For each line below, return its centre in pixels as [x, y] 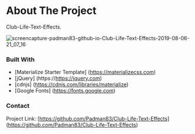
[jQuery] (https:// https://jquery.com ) [58, 78]
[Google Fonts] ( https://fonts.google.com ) [65, 91]
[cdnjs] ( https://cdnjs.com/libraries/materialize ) [71, 84]
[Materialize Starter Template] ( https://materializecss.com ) [85, 72]
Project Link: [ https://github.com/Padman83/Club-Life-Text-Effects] [88, 118]
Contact [18, 106]
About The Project [51, 11]
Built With [20, 59]
